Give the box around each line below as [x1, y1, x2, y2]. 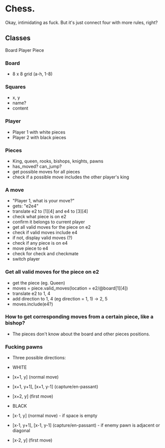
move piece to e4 [12, 245, 49, 252]
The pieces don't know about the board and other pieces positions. [12, 331, 151, 337]
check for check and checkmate [12, 251, 79, 257]
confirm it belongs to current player [12, 219, 85, 225]
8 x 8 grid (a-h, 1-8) [12, 71, 53, 77]
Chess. [5, 3, 35, 14]
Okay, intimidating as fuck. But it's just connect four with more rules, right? [5, 19, 158, 25]
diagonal [12, 428, 31, 434]
